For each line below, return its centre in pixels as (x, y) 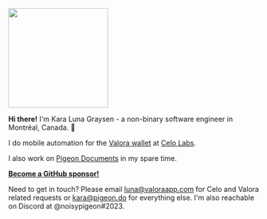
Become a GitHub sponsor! (54, 174)
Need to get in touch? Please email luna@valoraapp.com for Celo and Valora (133, 189)
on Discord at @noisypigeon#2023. (67, 206)
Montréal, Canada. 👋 (42, 127)
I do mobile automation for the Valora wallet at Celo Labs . (102, 143)
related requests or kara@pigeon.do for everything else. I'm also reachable (132, 197)
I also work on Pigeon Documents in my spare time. (92, 158)
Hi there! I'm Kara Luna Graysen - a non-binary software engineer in (121, 119)
